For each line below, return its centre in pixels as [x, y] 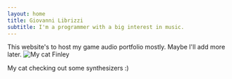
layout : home [26, 14]
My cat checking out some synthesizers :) [68, 68]
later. [15, 54]
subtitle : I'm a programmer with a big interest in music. [96, 27]
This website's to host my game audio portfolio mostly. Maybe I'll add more [116, 47]
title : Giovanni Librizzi [45, 20]
